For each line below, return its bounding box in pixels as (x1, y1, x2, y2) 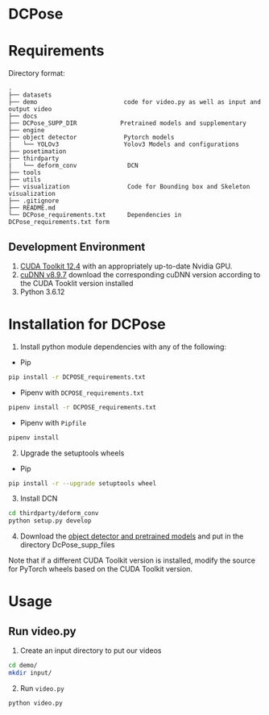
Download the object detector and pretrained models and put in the (19, 531, 244, 541)
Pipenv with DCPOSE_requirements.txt (19, 388, 145, 397)
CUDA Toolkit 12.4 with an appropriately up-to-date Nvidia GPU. (19, 261, 233, 271)
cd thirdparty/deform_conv (8, 509, 99, 518)
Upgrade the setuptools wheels (19, 448, 125, 458)
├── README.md (8, 204, 56, 212)
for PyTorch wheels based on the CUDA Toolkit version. (8, 564, 193, 574)
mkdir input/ (8, 669, 52, 677)
